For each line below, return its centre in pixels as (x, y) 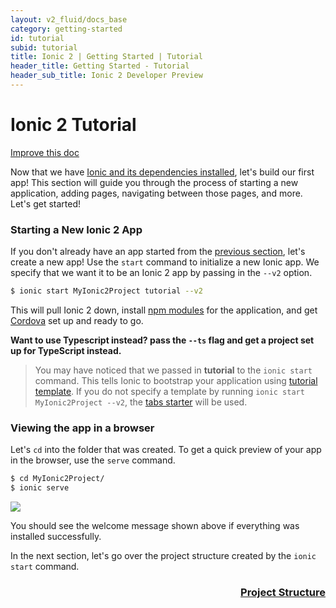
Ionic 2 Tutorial (73, 125)
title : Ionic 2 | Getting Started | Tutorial (106, 57)
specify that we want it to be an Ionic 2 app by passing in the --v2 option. (161, 273)
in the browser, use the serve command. (93, 460)
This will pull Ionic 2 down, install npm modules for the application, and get (164, 310)
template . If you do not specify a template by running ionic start (169, 391)
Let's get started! (46, 203)
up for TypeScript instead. (66, 350)
